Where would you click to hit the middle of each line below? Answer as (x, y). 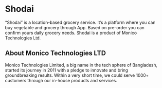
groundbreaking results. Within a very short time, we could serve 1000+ (77, 75)
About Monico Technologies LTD (55, 53)
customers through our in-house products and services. (61, 80)
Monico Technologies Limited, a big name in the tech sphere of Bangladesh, (81, 65)
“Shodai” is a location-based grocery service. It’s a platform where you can (80, 22)
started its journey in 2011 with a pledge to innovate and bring (67, 70)
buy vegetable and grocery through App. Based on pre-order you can (75, 27)
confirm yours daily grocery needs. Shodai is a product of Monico (71, 33)
